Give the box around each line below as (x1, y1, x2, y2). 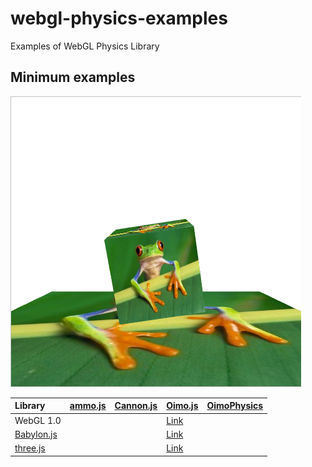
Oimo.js (166, 400, 199, 412)
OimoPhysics (206, 400, 264, 412)
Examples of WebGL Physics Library (10, 40, 160, 52)
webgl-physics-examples (10, 7, 228, 30)
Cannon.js (114, 400, 158, 412)
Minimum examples (10, 69, 136, 86)
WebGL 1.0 (14, 414, 62, 426)
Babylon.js (14, 428, 58, 440)
